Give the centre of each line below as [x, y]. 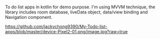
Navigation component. [29, 17]
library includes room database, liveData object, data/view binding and [77, 12]
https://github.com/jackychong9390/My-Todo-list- [56, 26]
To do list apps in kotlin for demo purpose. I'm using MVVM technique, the [80, 7]
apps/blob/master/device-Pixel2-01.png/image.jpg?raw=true [67, 32]
